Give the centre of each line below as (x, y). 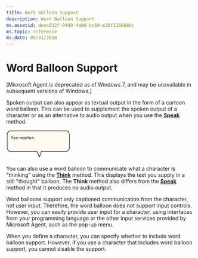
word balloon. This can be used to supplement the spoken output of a (92, 109)
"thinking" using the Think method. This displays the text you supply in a (95, 175)
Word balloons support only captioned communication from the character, (97, 199)
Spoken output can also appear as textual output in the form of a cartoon (96, 103)
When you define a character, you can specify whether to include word (93, 236)
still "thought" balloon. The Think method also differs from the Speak (92, 182)
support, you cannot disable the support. (56, 249)
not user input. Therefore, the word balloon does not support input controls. (99, 205)
